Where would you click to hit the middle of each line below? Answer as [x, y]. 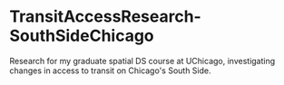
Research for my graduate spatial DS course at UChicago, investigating [142, 61]
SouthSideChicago [82, 36]
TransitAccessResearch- [105, 17]
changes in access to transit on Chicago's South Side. [110, 71]
